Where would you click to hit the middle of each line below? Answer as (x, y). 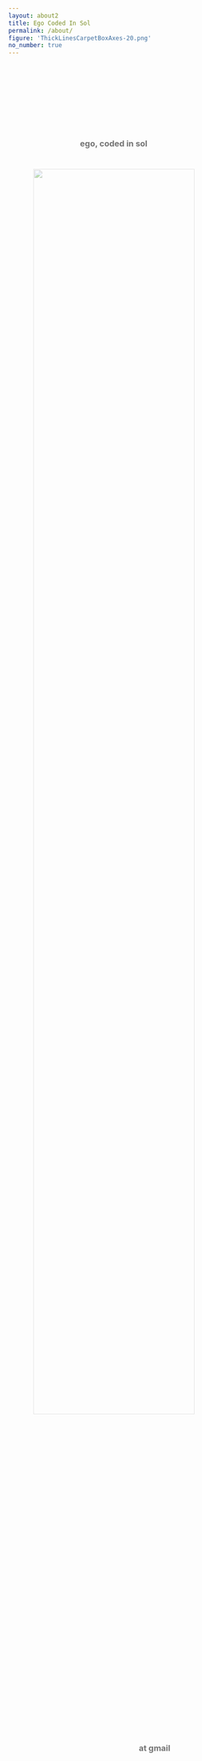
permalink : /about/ (41, 30)
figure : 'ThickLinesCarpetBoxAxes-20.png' (80, 38)
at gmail (154, 1747)
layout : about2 (34, 16)
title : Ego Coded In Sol (50, 23)
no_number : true (35, 46)
